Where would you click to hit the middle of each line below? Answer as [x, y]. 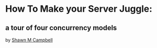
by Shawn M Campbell [29, 40]
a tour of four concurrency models [61, 28]
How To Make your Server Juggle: [79, 9]
